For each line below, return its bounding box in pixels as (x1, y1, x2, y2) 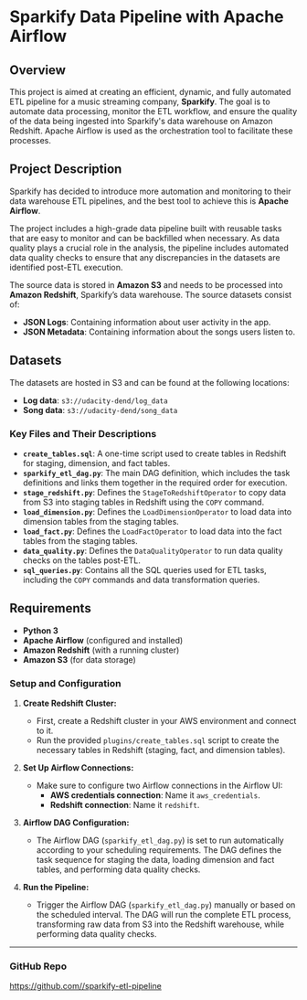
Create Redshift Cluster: (22, 697, 117, 709)
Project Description (9, 162, 122, 177)
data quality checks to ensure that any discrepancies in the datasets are (9, 251, 281, 262)
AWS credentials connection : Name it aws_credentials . (49, 790, 260, 801)
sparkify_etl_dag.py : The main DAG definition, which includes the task (22, 467, 291, 478)
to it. (36, 725, 54, 737)
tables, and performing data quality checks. (36, 864, 201, 875)
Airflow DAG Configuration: (22, 817, 130, 828)
